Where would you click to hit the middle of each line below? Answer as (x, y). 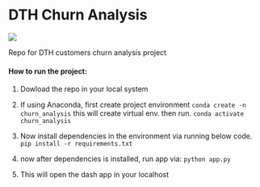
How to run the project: (48, 71)
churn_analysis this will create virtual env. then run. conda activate (132, 113)
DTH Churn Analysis (78, 15)
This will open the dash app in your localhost (94, 175)
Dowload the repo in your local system (84, 89)
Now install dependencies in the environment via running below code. (136, 136)
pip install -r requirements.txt (76, 144)
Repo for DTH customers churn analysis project (88, 52)
